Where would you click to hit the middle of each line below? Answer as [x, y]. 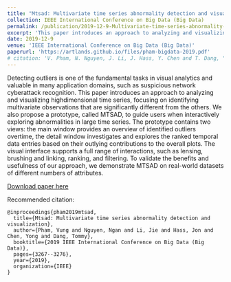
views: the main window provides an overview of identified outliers [101, 129]
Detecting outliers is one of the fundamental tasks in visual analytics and [110, 78]
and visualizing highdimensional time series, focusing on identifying [103, 100]
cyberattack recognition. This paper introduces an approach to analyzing [111, 92]
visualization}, [30, 224]
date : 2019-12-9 [30, 39]
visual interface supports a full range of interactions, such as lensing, [105, 151]
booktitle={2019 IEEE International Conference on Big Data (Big [109, 242]
